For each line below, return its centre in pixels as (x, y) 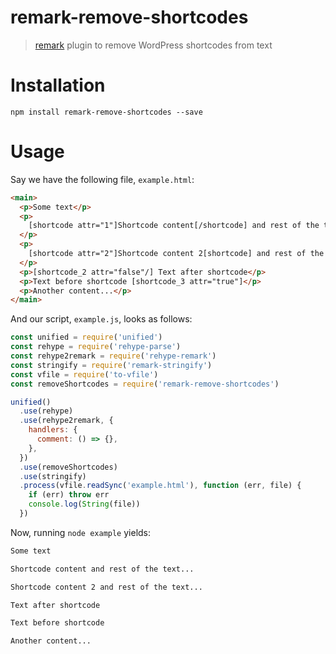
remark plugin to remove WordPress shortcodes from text (153, 45)
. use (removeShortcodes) (68, 467)
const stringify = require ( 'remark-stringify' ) (111, 365)
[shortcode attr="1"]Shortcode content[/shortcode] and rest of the (174, 226)
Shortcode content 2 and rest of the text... (106, 587)
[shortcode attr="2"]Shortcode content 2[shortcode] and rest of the (176, 254)
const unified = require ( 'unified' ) (86, 337)
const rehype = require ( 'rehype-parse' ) (96, 347)
